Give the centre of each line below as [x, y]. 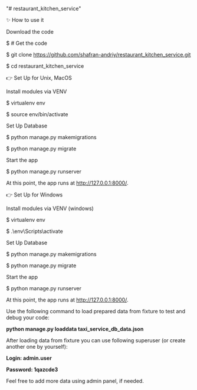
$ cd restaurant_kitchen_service [45, 66]
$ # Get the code [27, 43]
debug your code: [28, 317]
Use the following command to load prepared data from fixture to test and [96, 311]
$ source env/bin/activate [37, 114]
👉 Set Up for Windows [35, 195]
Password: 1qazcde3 [32, 369]
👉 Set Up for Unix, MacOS [39, 78]
